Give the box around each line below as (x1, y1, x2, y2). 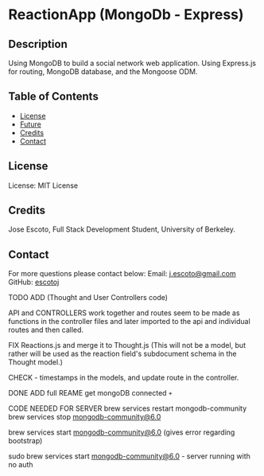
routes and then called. (8, 325, 84, 335)
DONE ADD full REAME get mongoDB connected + (8, 388, 173, 398)
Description (8, 37, 68, 51)
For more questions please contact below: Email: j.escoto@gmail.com (8, 269, 236, 279)
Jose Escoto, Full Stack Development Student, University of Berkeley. (8, 224, 236, 234)
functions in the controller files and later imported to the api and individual (8, 317, 250, 326)
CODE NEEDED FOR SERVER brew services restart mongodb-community (8, 404, 247, 413)
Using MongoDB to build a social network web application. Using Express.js (8, 58, 257, 68)
